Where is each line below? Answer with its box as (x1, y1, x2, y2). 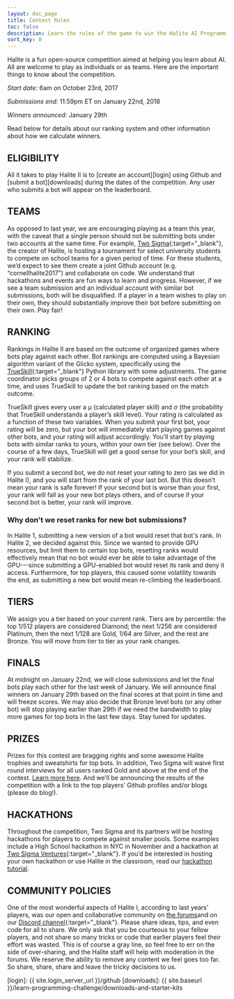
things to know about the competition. (7, 71, 116, 79)
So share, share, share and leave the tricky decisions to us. (7, 962, 177, 971)
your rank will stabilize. (7, 455, 73, 463)
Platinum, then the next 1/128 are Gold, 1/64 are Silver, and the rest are (7, 629, 209, 638)
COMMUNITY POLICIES (7, 884, 111, 896)
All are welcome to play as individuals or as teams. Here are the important (7, 63, 219, 71)
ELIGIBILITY (7, 152, 60, 164)
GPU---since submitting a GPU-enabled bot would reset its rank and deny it (7, 560, 225, 569)
